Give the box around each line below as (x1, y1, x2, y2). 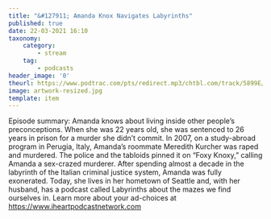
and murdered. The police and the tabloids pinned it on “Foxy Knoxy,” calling (8, 151, 263, 160)
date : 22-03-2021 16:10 (8, 27, 89, 35)
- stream (37, 49, 67, 57)
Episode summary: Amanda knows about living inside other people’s (8, 116, 236, 126)
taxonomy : (8, 34, 42, 43)
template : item (8, 94, 60, 102)
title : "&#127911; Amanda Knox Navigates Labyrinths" (8, 11, 194, 20)
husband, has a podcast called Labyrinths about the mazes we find (8, 184, 231, 194)
